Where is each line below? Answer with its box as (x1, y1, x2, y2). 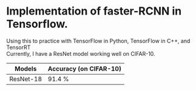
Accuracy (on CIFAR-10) (47, 64, 121, 73)
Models (14, 64, 37, 73)
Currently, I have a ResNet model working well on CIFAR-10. (6, 50, 156, 57)
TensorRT (6, 44, 31, 51)
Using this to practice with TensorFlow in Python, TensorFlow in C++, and (6, 37, 191, 44)
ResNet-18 (9, 75, 42, 83)
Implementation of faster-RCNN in (6, 4, 182, 18)
